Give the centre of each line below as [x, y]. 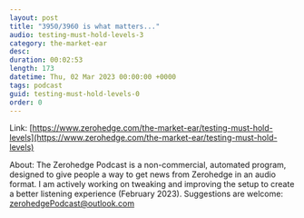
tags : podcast [36, 85]
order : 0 [26, 102]
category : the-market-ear [58, 43]
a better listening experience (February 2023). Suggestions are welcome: [147, 194]
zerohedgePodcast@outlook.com [72, 203]
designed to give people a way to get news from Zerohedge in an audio [143, 174]
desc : [20, 52]
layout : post [34, 18]
